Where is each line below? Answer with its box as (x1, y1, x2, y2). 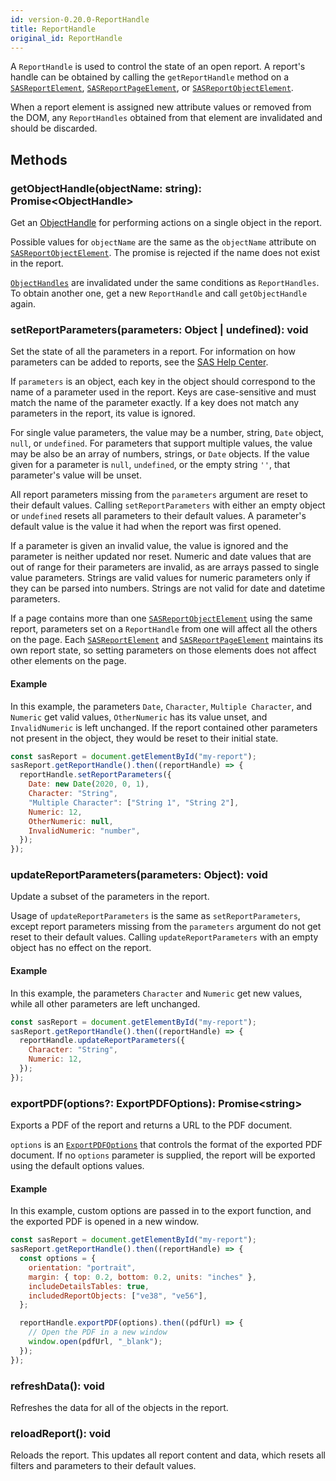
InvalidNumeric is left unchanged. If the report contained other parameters (10, 721, 318, 733)
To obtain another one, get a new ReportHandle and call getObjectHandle (10, 287, 308, 300)
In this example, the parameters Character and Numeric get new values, (10, 987, 303, 999)
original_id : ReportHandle (10, 33, 123, 43)
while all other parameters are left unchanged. (10, 997, 201, 1010)
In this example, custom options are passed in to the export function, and (10, 1205, 312, 1217)
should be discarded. (10, 122, 98, 135)
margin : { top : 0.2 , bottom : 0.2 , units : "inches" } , (28, 1272, 257, 1282)
